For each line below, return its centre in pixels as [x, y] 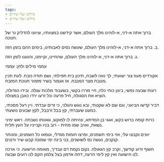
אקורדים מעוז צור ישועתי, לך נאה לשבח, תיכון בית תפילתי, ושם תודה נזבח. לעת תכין [82, 76]
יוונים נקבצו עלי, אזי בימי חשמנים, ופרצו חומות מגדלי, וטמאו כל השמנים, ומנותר [78, 135]
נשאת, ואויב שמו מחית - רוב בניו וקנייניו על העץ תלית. [54, 125]
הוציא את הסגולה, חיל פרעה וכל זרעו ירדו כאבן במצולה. [56, 95]
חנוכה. [11, 38]
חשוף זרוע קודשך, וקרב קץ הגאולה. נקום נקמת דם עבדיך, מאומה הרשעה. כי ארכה [80, 149]
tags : [11, 10]
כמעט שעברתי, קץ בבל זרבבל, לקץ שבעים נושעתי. [51, 110]
